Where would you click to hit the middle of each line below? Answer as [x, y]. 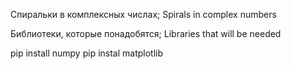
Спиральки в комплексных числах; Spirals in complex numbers [143, 14]
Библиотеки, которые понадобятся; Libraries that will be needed [146, 33]
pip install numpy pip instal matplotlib [87, 53]
